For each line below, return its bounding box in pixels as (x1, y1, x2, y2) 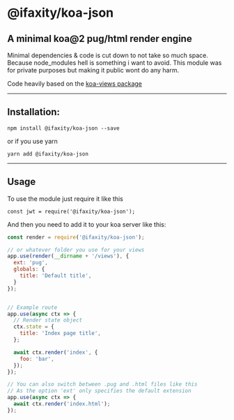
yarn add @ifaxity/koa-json (7, 150, 89, 158)
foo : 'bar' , (19, 355, 54, 362)
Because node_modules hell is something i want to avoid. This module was (7, 59, 222, 67)
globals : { (13, 266, 45, 273)
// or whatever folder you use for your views (7, 246, 145, 253)
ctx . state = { (13, 323, 54, 331)
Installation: (7, 106, 61, 118)
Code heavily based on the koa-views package (7, 80, 143, 88)
